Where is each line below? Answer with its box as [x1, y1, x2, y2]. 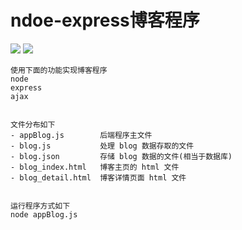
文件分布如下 [10, 119, 56, 130]
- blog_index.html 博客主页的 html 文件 [10, 162, 180, 172]
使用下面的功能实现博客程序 [10, 65, 108, 75]
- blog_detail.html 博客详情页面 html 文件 [10, 172, 187, 183]
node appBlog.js [10, 209, 78, 220]
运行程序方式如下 [10, 201, 71, 211]
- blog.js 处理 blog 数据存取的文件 [10, 141, 195, 151]
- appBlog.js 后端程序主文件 [10, 130, 153, 140]
